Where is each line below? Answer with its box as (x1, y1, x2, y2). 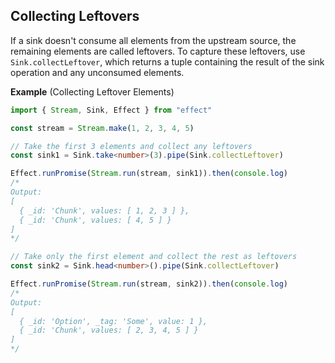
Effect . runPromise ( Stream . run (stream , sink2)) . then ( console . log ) (10, 279, 289, 289)
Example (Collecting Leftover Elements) (10, 85, 175, 98)
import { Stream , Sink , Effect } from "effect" (10, 105, 213, 115)
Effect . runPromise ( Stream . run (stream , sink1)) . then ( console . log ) (10, 169, 289, 179)
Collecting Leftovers (10, 8, 140, 25)
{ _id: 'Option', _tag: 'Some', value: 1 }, (19, 316, 208, 326)
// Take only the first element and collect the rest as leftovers (10, 252, 298, 262)
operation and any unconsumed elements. (10, 66, 185, 78)
